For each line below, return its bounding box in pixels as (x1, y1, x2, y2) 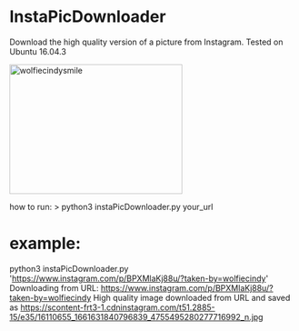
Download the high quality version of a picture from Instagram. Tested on (9, 36, 284, 47)
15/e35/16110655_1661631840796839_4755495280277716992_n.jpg (9, 311, 264, 322)
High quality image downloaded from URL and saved (93, 292, 291, 303)
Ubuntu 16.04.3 (9, 45, 66, 56)
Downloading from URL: (9, 282, 99, 293)
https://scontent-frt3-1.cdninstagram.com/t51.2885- (20, 302, 215, 313)
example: (9, 234, 82, 254)
